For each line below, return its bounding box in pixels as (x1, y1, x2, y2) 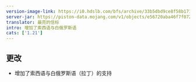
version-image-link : (6, 8, 57, 15)
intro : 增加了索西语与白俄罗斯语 (6, 24, 77, 31)
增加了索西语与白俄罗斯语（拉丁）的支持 (14, 69, 112, 76)
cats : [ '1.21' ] (6, 30, 43, 36)
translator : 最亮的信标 (6, 19, 60, 25)
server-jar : (6, 14, 35, 20)
